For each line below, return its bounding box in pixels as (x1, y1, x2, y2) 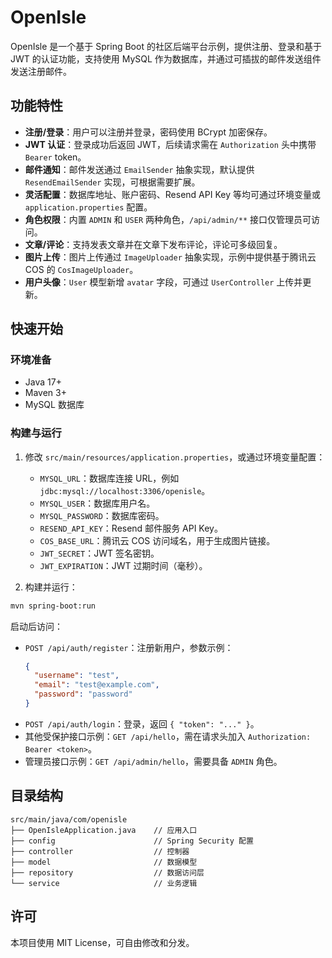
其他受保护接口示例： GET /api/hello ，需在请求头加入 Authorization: (24, 730, 312, 742)
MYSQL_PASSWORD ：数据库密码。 (39, 509, 165, 521)
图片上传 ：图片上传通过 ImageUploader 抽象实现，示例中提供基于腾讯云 (24, 251, 317, 263)
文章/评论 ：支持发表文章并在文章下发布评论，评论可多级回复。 (24, 238, 283, 250)
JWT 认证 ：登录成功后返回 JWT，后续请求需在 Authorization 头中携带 (24, 138, 317, 150)
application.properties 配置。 (24, 201, 153, 213)
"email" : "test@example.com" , (34, 680, 160, 690)
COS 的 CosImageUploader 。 (24, 263, 139, 275)
